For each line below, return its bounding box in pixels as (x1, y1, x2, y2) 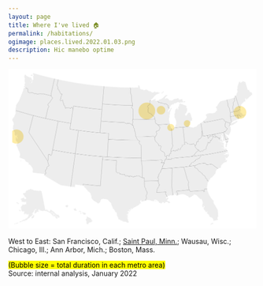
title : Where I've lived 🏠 (8, 21, 100, 29)
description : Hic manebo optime (8, 46, 114, 55)
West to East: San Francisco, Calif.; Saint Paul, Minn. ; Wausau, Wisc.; (8, 236, 232, 246)
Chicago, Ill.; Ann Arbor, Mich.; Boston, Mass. (8, 245, 156, 254)
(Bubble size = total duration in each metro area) (8, 260, 165, 269)
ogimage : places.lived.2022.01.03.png (8, 38, 135, 46)
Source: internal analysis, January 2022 (8, 269, 138, 278)
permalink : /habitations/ (8, 29, 93, 37)
